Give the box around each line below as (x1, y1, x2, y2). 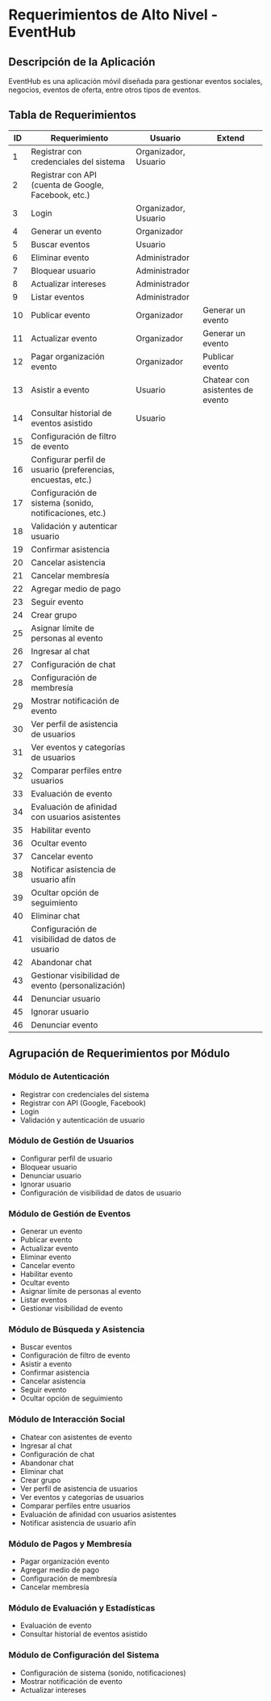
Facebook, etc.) (31, 189, 90, 200)
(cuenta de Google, (31, 179, 104, 191)
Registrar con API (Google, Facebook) (19, 1098, 147, 1107)
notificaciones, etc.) (31, 507, 106, 519)
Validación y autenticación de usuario (19, 1115, 145, 1124)
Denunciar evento (31, 1019, 98, 1031)
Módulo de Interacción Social (8, 1413, 125, 1425)
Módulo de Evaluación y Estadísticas (8, 1602, 156, 1613)
